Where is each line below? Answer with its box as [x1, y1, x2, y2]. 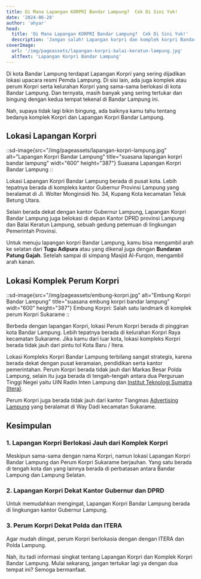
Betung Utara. [6, 196, 41, 204]
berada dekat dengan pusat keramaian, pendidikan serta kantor [6, 360, 163, 367]
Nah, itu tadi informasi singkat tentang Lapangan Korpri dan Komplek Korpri [6, 553, 193, 560]
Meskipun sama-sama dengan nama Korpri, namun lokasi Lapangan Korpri [6, 452, 190, 459]
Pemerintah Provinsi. [6, 228, 57, 235]
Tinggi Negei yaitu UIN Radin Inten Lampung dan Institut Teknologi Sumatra [6, 379, 193, 386]
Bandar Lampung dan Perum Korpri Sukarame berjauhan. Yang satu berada [6, 458, 193, 465]
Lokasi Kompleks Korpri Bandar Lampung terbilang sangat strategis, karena [6, 353, 193, 360]
